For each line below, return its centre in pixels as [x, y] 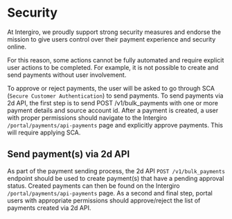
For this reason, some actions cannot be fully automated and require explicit [116, 60]
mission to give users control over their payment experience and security [111, 39]
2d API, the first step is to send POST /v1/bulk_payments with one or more [113, 103]
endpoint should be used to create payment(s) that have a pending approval [116, 178]
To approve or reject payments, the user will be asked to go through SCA [111, 88]
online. [17, 46]
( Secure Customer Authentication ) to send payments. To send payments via [115, 96]
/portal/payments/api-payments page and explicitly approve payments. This [115, 125]
